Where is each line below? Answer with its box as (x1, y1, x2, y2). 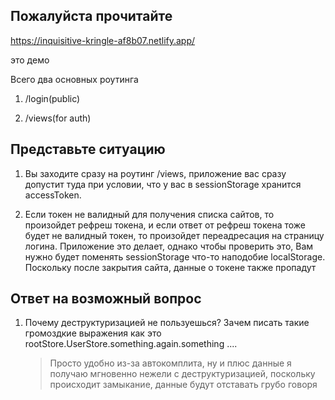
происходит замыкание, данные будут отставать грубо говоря (49, 379, 318, 391)
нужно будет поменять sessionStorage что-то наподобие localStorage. (24, 250, 326, 263)
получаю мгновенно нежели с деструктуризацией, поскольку (49, 368, 316, 380)
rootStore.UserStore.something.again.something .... (24, 338, 238, 350)
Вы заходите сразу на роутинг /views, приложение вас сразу (24, 167, 287, 179)
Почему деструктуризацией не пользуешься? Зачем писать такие (24, 317, 310, 329)
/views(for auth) (24, 112, 92, 124)
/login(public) (24, 92, 81, 104)
